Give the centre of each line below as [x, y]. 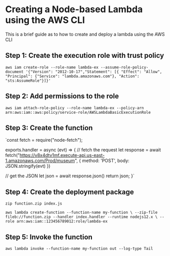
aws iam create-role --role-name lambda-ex [52, 67]
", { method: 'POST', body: [102, 161]
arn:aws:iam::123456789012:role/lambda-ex [62, 221]
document [14, 72]
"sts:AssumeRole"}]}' [28, 81]
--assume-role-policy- [125, 67]
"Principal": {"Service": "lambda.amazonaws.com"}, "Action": [72, 76]
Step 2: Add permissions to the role [62, 96]
